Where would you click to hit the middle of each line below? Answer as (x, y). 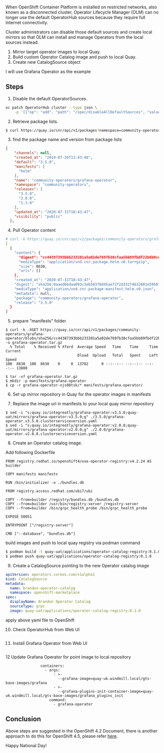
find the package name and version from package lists (67, 140)
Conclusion (23, 719)
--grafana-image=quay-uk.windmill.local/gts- (105, 678)
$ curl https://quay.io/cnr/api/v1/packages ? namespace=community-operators (84, 130)
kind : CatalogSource (27, 579)
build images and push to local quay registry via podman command (73, 543)
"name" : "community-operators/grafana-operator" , (66, 180)
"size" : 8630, (33, 266)
